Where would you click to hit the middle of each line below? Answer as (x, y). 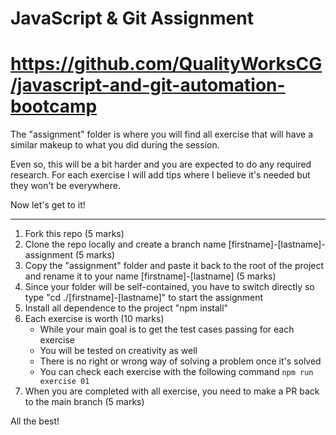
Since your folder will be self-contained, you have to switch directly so (169, 287)
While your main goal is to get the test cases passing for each (167, 329)
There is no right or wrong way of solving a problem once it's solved (180, 361)
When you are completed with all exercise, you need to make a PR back (172, 391)
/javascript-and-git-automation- (148, 85)
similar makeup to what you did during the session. (115, 145)
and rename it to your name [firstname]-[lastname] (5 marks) (150, 276)
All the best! (35, 421)
